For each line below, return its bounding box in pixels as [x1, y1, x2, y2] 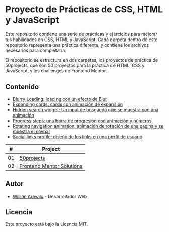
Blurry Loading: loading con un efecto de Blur [12, 96, 107, 102]
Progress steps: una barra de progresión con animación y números [12, 118, 152, 124]
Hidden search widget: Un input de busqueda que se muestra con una [12, 106, 159, 112]
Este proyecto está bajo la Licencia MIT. [5, 221, 88, 227]
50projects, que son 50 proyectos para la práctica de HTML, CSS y [5, 62, 145, 68]
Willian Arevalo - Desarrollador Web [12, 193, 87, 199]
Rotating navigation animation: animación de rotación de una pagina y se [12, 123, 164, 129]
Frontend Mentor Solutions [19, 162, 83, 169]
